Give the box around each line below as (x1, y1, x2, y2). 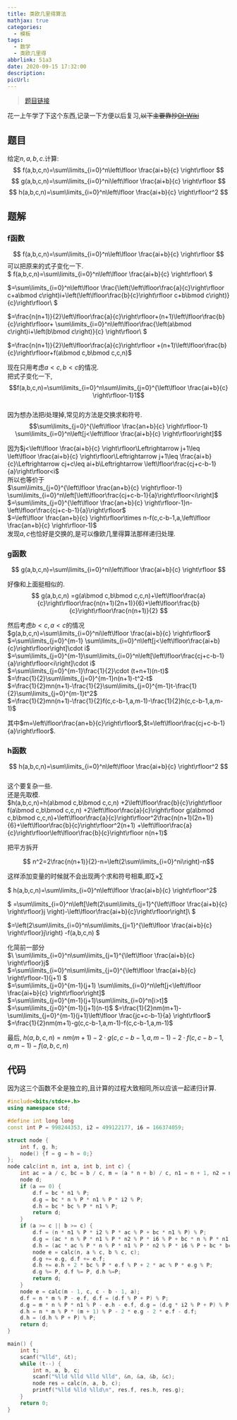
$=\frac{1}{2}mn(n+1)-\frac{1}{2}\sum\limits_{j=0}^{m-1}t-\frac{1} (7, 682, 197, 690)
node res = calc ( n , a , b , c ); (32, 1380, 121, 1387)
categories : (7, 23, 42, 30)
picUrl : (7, 76, 30, 84)
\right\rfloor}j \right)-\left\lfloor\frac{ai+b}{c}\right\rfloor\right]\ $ (7, 907, 196, 916)
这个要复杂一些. (7, 781, 53, 790)
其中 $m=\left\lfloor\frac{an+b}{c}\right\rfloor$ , (7, 719, 144, 728)
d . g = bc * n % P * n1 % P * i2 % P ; (32, 1196, 144, 1203)
